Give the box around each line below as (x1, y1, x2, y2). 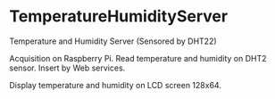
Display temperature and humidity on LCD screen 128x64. (9, 79, 221, 90)
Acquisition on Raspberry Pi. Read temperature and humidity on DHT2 (9, 53, 267, 63)
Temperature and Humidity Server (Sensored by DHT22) (9, 36, 217, 46)
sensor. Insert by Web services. (9, 62, 126, 73)
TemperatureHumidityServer (9, 6, 229, 27)
